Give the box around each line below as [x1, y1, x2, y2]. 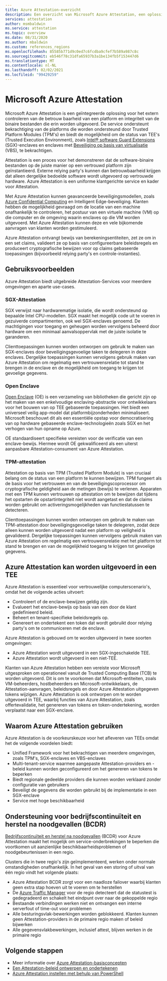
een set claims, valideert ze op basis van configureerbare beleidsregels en [5, 240, 158, 246]
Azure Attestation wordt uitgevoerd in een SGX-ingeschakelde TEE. [12, 650, 151, 656]
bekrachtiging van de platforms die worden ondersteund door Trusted [5, 126, 148, 132]
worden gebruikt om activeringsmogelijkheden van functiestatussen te [5, 501, 150, 507]
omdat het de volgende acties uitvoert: [5, 589, 84, 595]
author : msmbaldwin [5, 21, 46, 26]
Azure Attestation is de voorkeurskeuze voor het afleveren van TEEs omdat [5, 735, 159, 741]
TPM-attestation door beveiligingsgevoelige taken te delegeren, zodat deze [5, 522, 160, 528]
